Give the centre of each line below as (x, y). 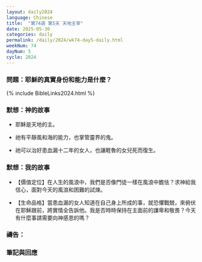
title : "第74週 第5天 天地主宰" (45, 23)
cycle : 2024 (21, 57)
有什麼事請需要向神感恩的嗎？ (52, 218)
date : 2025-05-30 (28, 29)
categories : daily (29, 35)
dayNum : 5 (19, 52)
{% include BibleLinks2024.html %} (51, 93)
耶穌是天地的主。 (36, 125)
